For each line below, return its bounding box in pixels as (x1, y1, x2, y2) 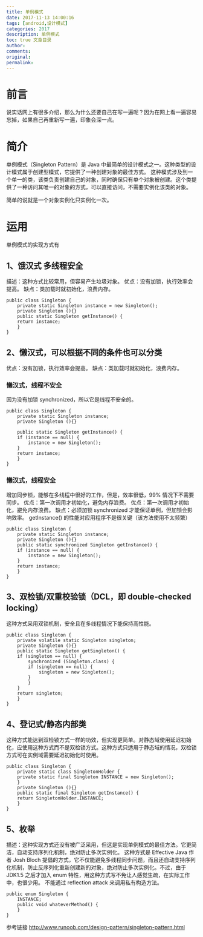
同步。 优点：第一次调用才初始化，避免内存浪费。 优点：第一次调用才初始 (6, 498, 189, 506)
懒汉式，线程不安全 (6, 381, 62, 389)
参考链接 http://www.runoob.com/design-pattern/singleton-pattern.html (6, 923, 185, 930)
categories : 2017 (6, 25, 50, 32)
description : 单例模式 (6, 31, 60, 38)
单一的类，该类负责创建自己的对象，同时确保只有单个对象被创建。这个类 (11, 176, 192, 184)
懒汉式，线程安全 (6, 476, 56, 485)
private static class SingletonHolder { (17, 769, 120, 775)
